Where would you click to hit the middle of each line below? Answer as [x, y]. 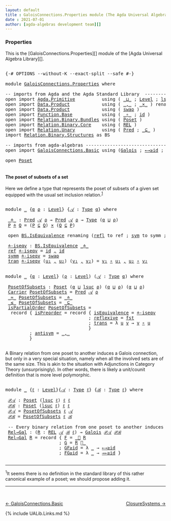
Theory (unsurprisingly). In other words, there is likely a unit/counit [75, 370]
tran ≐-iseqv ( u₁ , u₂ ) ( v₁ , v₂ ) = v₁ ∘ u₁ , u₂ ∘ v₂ [78, 261]
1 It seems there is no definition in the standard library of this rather [75, 473]
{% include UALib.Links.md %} [38, 513]
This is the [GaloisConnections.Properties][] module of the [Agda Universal [84, 53]
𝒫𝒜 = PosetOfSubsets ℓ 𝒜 [40, 411]
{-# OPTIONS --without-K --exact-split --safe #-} [70, 74]
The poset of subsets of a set [37, 177]
